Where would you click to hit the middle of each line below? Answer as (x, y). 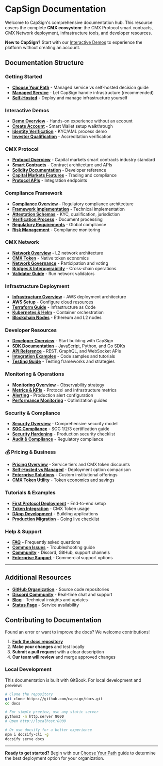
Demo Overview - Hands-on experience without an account (72, 121)
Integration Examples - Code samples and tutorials (64, 356)
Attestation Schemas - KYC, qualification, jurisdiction (66, 214)
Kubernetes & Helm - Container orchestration (58, 313)
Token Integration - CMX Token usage (51, 509)
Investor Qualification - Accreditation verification (62, 136)
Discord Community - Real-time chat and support (62, 594)
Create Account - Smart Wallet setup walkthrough (62, 126)
